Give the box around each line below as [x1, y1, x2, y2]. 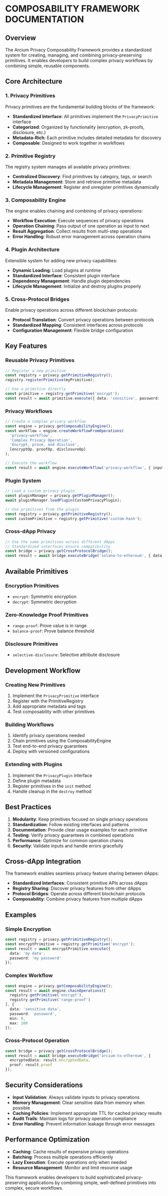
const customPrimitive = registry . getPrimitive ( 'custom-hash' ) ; [5, 516, 142, 521]
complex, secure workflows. [5, 1184, 63, 1191]
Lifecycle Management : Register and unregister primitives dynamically [12, 184, 159, 190]
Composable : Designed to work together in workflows [12, 140, 125, 146]
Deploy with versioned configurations [12, 749, 90, 755]
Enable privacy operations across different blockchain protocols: [5, 307, 138, 313]
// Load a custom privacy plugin [5, 488, 75, 493]
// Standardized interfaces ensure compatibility [5, 544, 111, 549]
